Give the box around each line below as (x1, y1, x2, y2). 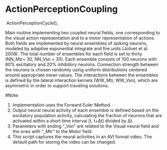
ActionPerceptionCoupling (5, 3, 118, 15)
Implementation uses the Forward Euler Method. (12, 102, 112, 108)
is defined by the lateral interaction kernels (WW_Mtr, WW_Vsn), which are (5, 77, 158, 83)
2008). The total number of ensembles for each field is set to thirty (5, 51, 143, 57)
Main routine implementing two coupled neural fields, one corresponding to (5, 29, 161, 35)
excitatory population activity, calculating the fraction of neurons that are (12, 112, 162, 118)
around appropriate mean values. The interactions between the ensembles (5, 72, 159, 78)
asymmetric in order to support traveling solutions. (5, 82, 109, 88)
